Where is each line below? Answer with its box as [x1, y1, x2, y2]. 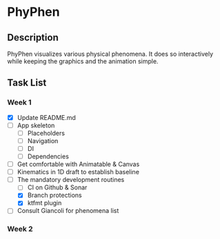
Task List [7, 77, 47, 89]
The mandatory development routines [17, 176, 125, 184]
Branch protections [27, 191, 82, 200]
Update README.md [17, 113, 76, 121]
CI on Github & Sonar [27, 183, 88, 191]
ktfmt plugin [27, 199, 62, 207]
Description [7, 32, 59, 43]
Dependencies [27, 152, 69, 160]
